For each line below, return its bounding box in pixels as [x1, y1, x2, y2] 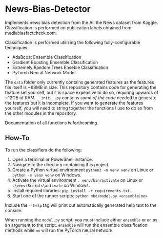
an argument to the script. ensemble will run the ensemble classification [5, 222, 148, 228]
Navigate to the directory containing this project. [12, 161, 110, 167]
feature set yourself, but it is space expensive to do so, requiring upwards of [5, 89, 159, 95]
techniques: [5, 44, 29, 50]
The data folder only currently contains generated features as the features [5, 79, 154, 85]
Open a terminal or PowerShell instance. [12, 156, 93, 162]
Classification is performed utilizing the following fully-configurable [5, 39, 141, 45]
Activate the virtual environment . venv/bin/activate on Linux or [12, 177, 143, 183]
